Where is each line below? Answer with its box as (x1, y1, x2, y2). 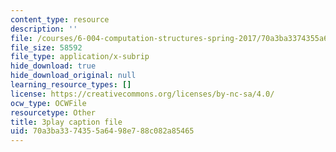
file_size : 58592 (10, 42, 83, 53)
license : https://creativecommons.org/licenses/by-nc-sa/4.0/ (10, 89, 275, 99)
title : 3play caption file (10, 117, 123, 127)
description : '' (10, 24, 78, 34)
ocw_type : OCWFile (10, 98, 87, 108)
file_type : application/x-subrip (10, 52, 150, 62)
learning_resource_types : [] (10, 80, 132, 90)
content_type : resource (10, 14, 110, 25)
